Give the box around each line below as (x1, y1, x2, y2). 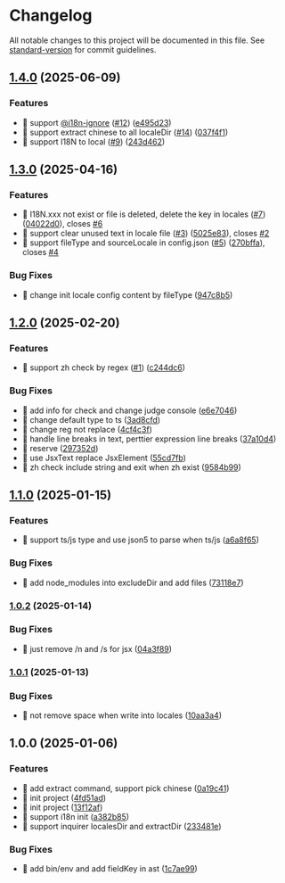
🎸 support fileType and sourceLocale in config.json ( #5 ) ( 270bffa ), (21, 237, 265, 248)
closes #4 (21, 247, 60, 258)
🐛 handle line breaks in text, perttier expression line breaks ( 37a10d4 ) (21, 433, 277, 444)
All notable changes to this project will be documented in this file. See (9, 35, 265, 45)
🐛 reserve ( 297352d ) (21, 442, 99, 453)
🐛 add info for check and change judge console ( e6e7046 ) (21, 405, 238, 416)
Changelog (9, 5, 93, 26)
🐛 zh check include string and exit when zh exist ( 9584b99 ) (21, 461, 242, 473)
